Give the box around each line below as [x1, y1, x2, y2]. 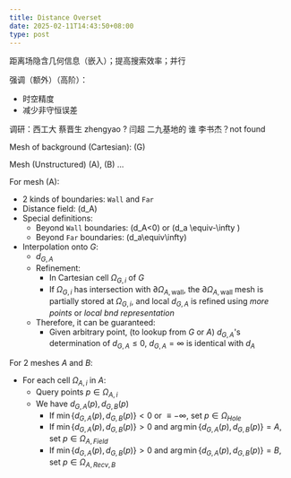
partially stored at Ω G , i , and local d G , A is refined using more [48, 295, 270, 309]
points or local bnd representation [48, 307, 175, 318]
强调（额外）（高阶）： [9, 74, 88, 85]
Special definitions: [21, 213, 94, 224]
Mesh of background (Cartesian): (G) [9, 142, 146, 152]
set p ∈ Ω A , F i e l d [48, 433, 109, 446]
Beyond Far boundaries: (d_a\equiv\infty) [35, 232, 187, 243]
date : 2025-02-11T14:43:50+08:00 [9, 22, 134, 30]
